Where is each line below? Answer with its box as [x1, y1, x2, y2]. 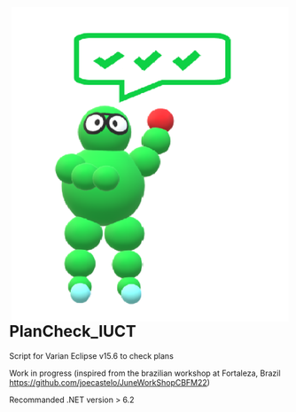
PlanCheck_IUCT [9, 322, 136, 342]
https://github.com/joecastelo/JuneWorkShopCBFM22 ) [9, 377, 211, 388]
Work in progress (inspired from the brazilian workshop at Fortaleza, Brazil [9, 368, 281, 378]
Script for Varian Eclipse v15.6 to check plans [9, 351, 175, 361]
